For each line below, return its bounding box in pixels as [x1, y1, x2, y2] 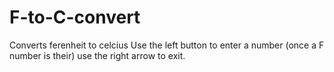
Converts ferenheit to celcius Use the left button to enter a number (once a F [9, 39, 325, 51]
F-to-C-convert [9, 6, 141, 29]
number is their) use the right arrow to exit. [9, 49, 186, 61]
